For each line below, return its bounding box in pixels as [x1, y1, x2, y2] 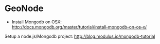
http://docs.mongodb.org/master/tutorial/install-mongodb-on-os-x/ [11, 24, 147, 29]
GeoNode [4, 3, 44, 14]
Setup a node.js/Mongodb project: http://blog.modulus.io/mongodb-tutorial [4, 33, 155, 39]
